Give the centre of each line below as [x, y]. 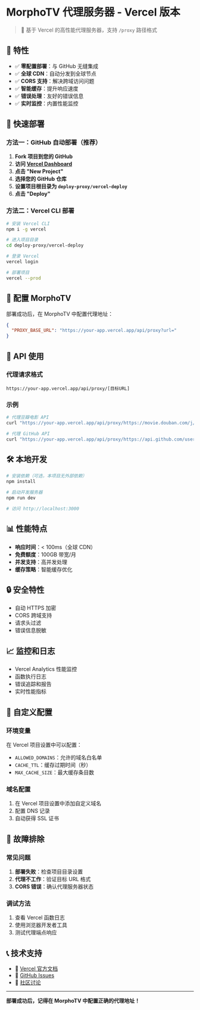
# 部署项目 [18, 272]
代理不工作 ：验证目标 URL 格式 [53, 879]
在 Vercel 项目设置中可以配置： [44, 744]
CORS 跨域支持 [33, 615]
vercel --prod [24, 278]
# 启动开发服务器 [24, 492]
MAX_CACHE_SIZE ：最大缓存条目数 [54, 772]
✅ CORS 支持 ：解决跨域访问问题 [54, 81]
